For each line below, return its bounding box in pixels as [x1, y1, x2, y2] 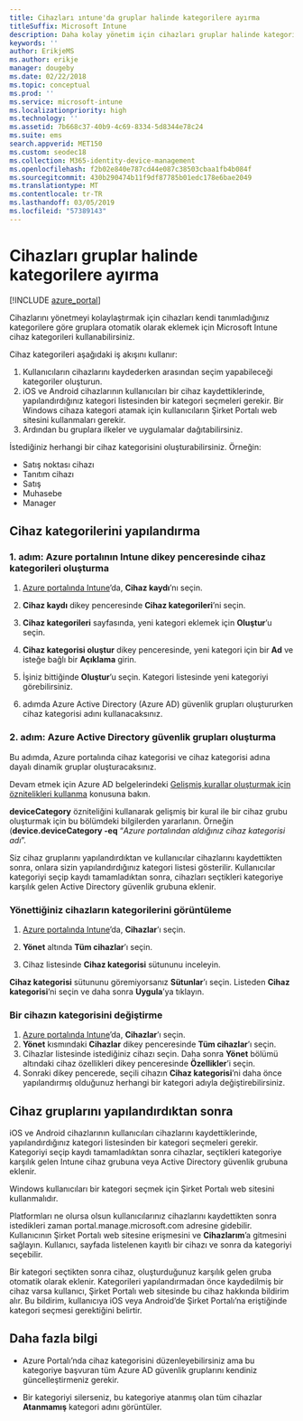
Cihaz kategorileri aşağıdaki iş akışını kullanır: [9, 349, 178, 360]
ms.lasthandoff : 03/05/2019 [9, 198, 115, 208]
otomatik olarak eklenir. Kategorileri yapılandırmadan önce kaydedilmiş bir [9, 1276, 284, 1287]
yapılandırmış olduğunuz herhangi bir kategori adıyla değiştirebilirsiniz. [22, 1078, 286, 1088]
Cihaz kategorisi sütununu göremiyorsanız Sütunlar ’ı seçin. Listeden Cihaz [9, 976, 290, 987]
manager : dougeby [9, 64, 75, 73]
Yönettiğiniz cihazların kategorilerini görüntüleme [9, 903, 232, 916]
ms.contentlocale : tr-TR [9, 190, 103, 199]
